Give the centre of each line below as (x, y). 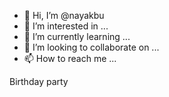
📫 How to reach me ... (70, 58)
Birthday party (39, 81)
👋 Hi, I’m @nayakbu (64, 15)
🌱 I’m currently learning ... (77, 36)
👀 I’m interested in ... (66, 26)
